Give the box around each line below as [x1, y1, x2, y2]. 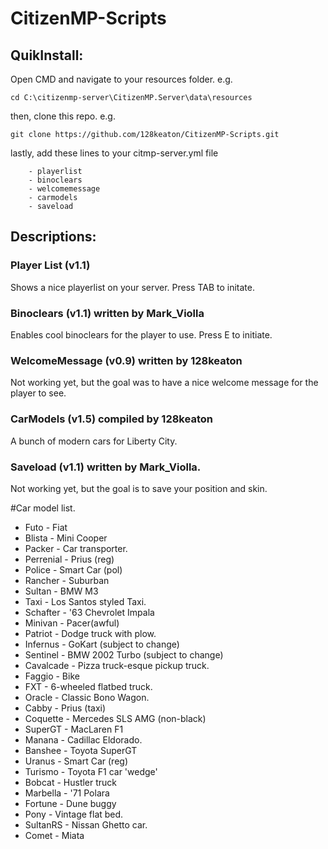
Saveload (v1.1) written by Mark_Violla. [10, 460, 202, 474]
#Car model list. [10, 502, 76, 514]
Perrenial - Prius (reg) [24, 553, 115, 565]
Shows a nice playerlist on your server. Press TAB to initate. [10, 281, 255, 293]
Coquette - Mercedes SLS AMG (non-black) [24, 712, 207, 724]
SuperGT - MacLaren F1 [24, 723, 124, 735]
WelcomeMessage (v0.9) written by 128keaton [10, 353, 243, 367]
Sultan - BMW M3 [24, 585, 99, 597]
